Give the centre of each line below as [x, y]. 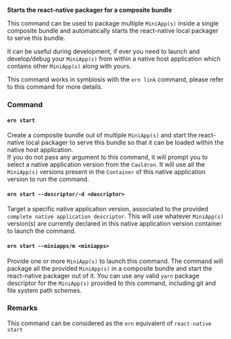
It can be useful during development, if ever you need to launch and [103, 51]
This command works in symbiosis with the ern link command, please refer [115, 79]
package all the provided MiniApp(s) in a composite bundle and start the [110, 268]
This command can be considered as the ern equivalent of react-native [109, 323]
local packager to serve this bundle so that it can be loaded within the [125, 143]
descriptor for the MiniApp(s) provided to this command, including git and [111, 283]
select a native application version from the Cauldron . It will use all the [106, 164]
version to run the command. [48, 180]
